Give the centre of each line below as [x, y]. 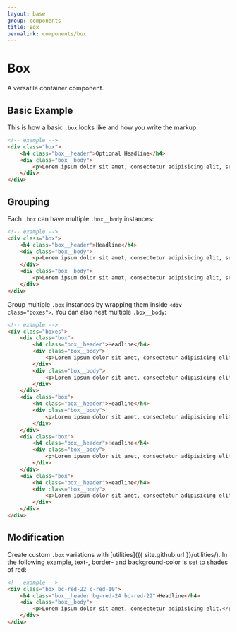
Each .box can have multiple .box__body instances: [81, 218]
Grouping [29, 202]
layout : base [26, 14]
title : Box [23, 27]
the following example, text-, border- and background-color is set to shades [117, 562]
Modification [36, 538]
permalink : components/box [47, 34]
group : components [34, 21]
